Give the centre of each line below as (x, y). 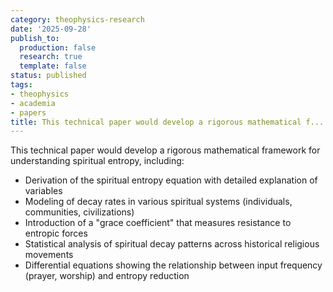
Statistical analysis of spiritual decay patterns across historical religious (172, 244)
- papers (28, 112)
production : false (58, 47)
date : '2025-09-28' (51, 29)
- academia (33, 103)
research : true (51, 57)
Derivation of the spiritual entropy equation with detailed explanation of (171, 180)
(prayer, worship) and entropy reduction (107, 276)
